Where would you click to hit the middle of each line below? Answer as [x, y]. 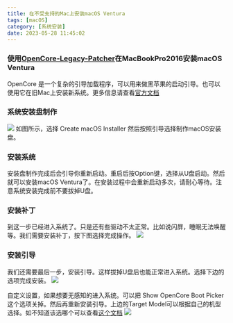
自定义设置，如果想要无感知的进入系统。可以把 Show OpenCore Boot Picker [115, 295]
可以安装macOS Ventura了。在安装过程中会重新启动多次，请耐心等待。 [114, 182]
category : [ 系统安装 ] [36, 26]
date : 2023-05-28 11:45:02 [46, 33]
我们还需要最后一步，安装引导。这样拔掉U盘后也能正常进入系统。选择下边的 [116, 272]
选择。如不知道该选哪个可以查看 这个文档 [65, 313]
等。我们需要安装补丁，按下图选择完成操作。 [71, 235]
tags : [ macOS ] [28, 20]
